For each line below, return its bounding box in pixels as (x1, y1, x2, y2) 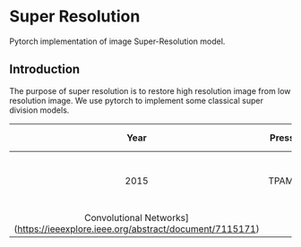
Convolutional (84, 211, 143, 224)
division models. (9, 105, 70, 115)
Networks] (144, 211, 190, 224)
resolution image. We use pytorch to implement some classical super (9, 95, 264, 106)
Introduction (9, 62, 81, 77)
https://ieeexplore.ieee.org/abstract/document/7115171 (17, 222, 257, 234)
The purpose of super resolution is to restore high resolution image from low (9, 85, 291, 96)
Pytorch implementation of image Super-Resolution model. (9, 36, 226, 47)
